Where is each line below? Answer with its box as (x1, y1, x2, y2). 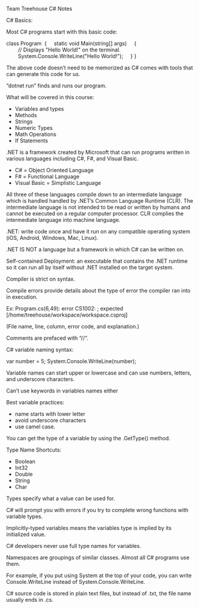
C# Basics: (6, 17, 33, 23)
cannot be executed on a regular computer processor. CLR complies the (6, 210, 184, 217)
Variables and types (14, 105, 65, 112)
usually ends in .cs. (6, 596, 54, 603)
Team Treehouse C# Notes (6, 5, 73, 12)
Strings (14, 118, 33, 125)
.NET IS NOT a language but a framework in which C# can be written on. (6, 246, 185, 253)
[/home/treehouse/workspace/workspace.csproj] (6, 311, 128, 318)
